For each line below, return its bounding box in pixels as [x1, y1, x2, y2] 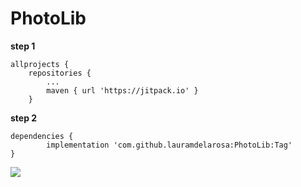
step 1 [10, 40, 36, 52]
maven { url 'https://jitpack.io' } [46, 85, 199, 96]
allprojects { [10, 59, 70, 69]
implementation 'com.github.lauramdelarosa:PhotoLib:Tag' [46, 140, 293, 150]
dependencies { [10, 131, 74, 141]
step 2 [10, 112, 38, 124]
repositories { [28, 68, 92, 78]
